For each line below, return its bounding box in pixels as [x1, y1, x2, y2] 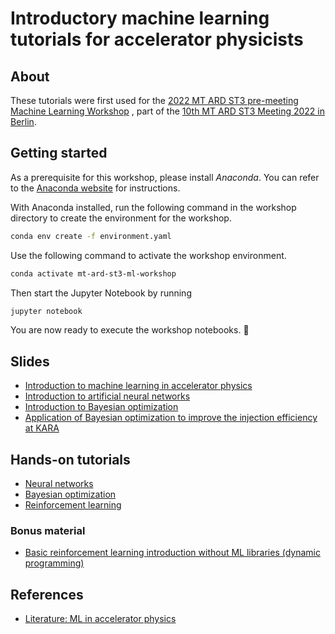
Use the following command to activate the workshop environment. [10, 249, 287, 261]
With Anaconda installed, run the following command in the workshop [10, 201, 297, 213]
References [10, 586, 84, 603]
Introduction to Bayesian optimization [24, 401, 179, 413]
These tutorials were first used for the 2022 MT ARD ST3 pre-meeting [10, 95, 299, 106]
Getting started [10, 145, 108, 162]
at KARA [24, 422, 60, 434]
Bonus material [10, 523, 86, 537]
